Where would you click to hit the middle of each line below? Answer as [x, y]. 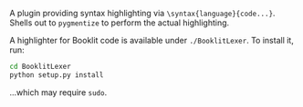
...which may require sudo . [58, 92]
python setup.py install [57, 75]
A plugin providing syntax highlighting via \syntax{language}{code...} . [142, 13]
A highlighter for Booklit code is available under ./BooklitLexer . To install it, [151, 40]
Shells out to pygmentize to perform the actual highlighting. [120, 23]
